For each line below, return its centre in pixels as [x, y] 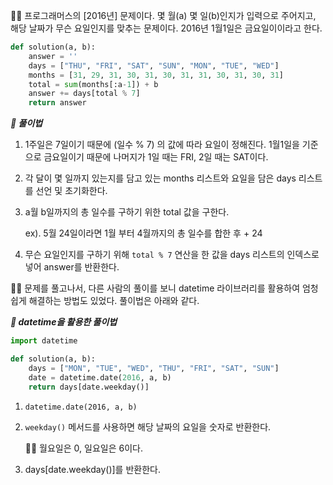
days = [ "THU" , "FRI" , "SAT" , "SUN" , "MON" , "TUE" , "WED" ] [154, 65]
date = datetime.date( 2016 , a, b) [100, 377]
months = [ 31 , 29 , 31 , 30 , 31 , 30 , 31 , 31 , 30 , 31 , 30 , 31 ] [156, 75]
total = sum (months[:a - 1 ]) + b [93, 84]
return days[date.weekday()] [89, 387]
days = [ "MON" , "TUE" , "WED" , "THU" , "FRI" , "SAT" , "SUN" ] [154, 368]
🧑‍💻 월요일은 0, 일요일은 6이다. [83, 448]
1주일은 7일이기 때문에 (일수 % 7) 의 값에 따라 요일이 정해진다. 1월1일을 [162, 145]
